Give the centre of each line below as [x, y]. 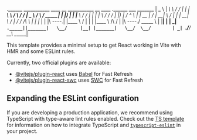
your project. [22, 131]
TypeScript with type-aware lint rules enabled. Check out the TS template [96, 118]
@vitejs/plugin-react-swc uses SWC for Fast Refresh [79, 80]
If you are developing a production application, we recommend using [90, 112]
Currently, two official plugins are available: [59, 62]
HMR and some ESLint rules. [41, 51]
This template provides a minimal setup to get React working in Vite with [94, 45]
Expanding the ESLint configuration [73, 98]
